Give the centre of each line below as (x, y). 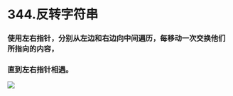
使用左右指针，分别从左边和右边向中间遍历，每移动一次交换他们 (116, 38)
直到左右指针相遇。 (40, 70)
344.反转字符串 (53, 14)
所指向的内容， (33, 49)
